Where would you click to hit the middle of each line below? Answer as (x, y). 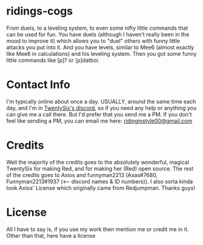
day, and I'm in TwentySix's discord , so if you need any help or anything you (101, 108)
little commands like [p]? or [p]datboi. (53, 60)
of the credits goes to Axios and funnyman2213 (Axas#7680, (82, 175)
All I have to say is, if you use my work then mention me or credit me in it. (98, 229)
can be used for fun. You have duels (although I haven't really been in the (98, 34)
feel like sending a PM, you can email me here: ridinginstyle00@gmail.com (99, 121)
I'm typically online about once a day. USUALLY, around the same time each (101, 101)
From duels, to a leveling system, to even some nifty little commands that (97, 28)
